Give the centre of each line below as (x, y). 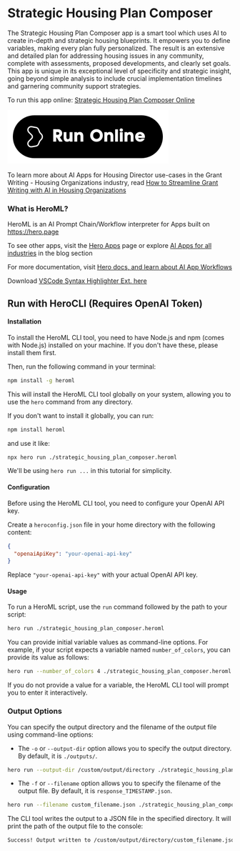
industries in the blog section (50, 253)
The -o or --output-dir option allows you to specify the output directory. (125, 748)
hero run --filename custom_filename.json (71, 805)
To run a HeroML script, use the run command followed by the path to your (117, 607)
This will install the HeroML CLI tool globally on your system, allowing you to (119, 394)
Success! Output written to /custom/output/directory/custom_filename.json (122, 840)
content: (20, 532)
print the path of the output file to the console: (75, 826)
